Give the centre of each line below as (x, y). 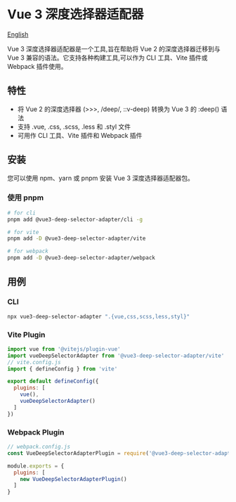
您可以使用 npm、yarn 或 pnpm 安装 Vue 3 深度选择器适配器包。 (101, 178)
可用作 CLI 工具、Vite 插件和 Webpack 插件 (80, 135)
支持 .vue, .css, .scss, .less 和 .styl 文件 (74, 127)
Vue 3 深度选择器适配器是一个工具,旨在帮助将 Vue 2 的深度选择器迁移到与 (114, 49)
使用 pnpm (26, 198)
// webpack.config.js (39, 447)
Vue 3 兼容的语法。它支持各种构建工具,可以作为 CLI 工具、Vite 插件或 (108, 58)
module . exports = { (36, 466)
